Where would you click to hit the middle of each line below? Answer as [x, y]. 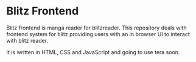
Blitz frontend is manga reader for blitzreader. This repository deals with [96, 28]
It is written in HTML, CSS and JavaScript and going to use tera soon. [93, 52]
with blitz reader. [27, 40]
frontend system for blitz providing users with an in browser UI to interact [98, 34]
